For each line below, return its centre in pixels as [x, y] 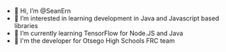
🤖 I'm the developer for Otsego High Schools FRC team [94, 41]
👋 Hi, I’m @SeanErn [43, 11]
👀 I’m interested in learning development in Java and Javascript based [117, 18]
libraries [26, 26]
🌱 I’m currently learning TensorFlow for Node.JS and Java [98, 33]
